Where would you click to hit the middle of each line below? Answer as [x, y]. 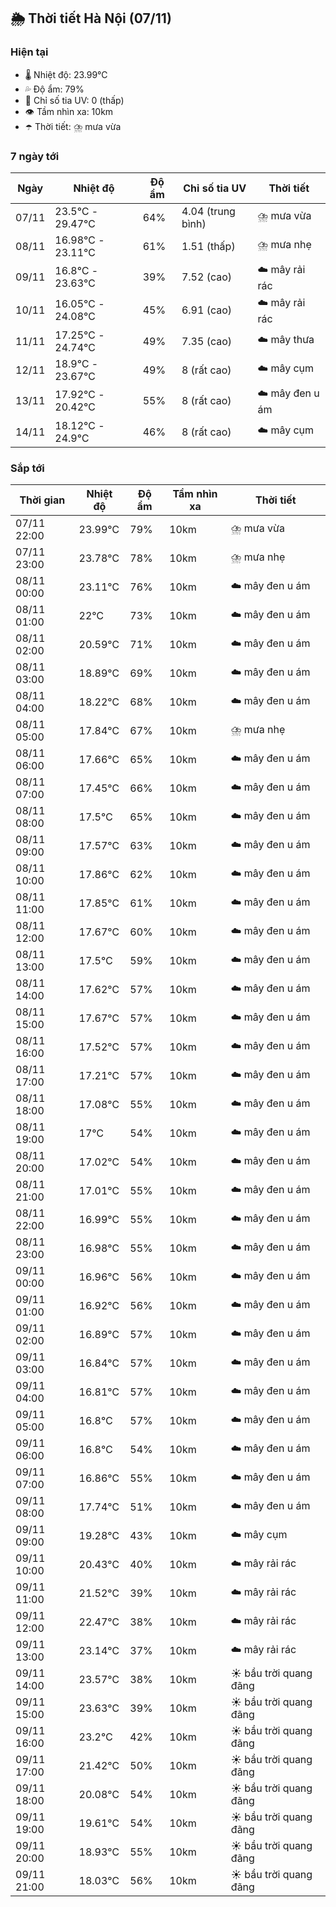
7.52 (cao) [207, 277]
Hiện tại [29, 52]
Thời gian [42, 500]
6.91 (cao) [207, 310]
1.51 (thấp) [208, 246]
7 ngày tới [35, 156]
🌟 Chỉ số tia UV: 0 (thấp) [74, 100]
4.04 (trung [208, 211]
